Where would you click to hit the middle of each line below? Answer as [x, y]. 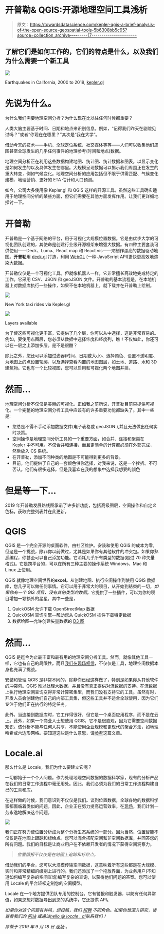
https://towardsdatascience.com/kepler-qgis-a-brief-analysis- [92, 24]
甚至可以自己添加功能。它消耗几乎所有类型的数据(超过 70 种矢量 [90, 558]
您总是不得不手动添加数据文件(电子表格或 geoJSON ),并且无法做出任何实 [85, 426]
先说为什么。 [31, 103]
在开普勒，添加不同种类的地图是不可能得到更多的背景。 [67, 457]
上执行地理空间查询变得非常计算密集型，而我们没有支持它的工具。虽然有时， [82, 692]
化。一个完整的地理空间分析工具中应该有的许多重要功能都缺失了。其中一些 [80, 410]
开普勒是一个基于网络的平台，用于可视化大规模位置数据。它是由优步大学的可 [82, 238]
